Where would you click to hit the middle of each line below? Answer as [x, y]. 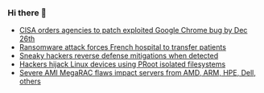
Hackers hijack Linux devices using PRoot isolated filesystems [122, 64]
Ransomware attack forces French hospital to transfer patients [123, 47]
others [30, 81]
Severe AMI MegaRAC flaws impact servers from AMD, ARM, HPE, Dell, [138, 73]
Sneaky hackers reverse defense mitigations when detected [119, 56]
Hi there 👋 [27, 13]
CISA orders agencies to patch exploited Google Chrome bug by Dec [133, 30]
